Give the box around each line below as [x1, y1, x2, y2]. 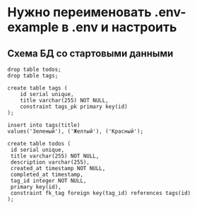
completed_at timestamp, [10, 171, 83, 178]
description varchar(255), [10, 159, 90, 166]
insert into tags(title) [7, 121, 80, 129]
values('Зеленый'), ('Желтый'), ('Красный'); [7, 128, 143, 135]
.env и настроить [71, 19, 177, 35]
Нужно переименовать [7, 4, 152, 20]
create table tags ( [7, 85, 68, 92]
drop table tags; [7, 72, 59, 79]
